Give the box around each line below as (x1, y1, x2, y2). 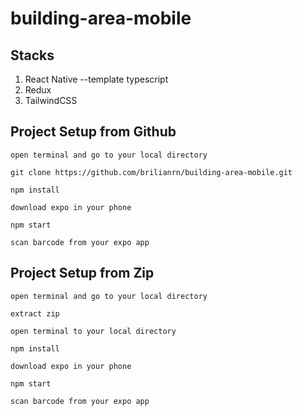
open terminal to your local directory (10, 326, 177, 336)
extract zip (10, 308, 60, 319)
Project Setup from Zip (10, 265, 155, 282)
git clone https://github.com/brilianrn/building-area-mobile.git (10, 167, 293, 177)
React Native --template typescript (24, 73, 169, 85)
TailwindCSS (24, 95, 78, 106)
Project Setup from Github (10, 123, 177, 141)
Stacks (10, 47, 55, 64)
